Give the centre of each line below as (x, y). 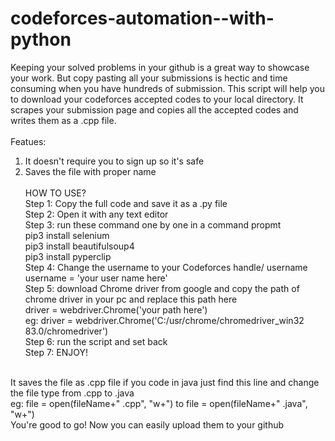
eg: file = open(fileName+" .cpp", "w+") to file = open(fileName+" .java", (159, 403)
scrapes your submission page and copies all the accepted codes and (154, 109)
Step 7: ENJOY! (56, 352)
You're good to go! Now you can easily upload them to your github (147, 424)
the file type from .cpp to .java (72, 393)
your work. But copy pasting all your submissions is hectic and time (149, 78)
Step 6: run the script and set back (96, 341)
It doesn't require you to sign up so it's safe (114, 161)
